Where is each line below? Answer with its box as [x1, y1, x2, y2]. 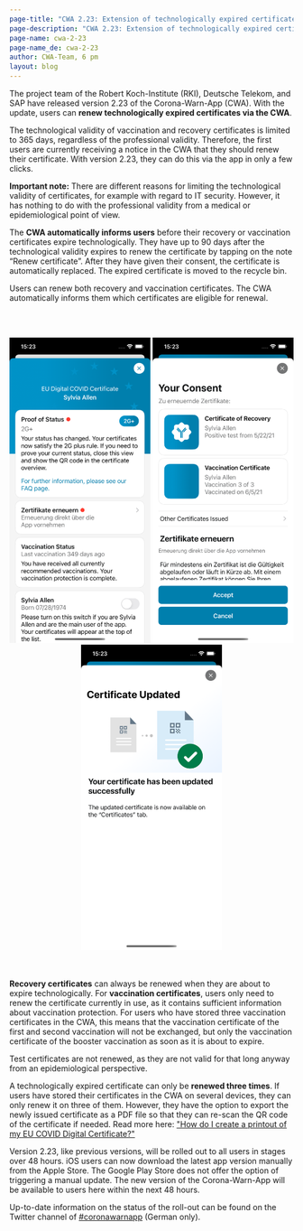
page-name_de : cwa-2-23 [9, 43, 99, 52]
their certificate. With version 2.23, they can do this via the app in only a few [9, 154, 293, 164]
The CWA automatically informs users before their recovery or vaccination [9, 227, 291, 238]
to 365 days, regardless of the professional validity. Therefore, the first [9, 135, 272, 145]
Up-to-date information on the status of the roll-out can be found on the [9, 1202, 277, 1213]
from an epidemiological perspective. [9, 1063, 148, 1074]
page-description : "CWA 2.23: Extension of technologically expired [9, 23, 272, 33]
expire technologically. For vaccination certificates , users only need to [9, 988, 275, 999]
